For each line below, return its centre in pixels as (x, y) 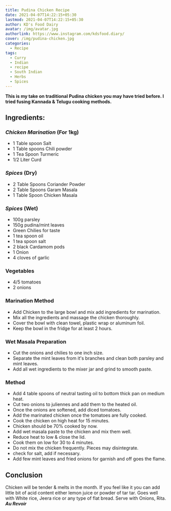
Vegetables (20, 271)
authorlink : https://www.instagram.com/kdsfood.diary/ (65, 34)
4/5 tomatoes (27, 282)
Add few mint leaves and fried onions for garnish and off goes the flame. (89, 459)
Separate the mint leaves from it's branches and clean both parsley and (88, 358)
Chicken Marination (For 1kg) (42, 132)
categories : (18, 44)
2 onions (22, 288)
